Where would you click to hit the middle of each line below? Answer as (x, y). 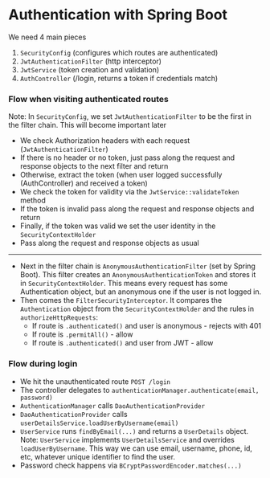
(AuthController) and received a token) (84, 183)
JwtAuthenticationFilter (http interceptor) (91, 61)
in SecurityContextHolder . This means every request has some (124, 284)
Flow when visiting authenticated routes (88, 99)
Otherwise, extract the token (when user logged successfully (121, 175)
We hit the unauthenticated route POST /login (95, 381)
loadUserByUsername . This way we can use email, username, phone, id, (136, 448)
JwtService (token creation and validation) (90, 69)
